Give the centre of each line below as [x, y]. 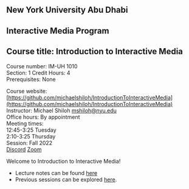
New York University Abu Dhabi [67, 10]
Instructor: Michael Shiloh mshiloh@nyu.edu [62, 110]
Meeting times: [25, 123]
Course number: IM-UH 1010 [42, 66]
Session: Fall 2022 [29, 143]
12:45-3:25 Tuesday [31, 130]
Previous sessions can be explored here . [66, 179]
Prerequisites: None [31, 79]
